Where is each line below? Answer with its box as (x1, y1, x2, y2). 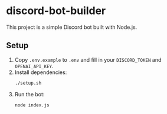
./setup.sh (14, 80, 42, 86)
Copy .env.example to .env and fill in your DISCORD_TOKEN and (14, 56, 162, 63)
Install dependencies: (14, 69, 67, 76)
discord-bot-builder (6, 4, 106, 18)
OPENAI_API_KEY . (14, 62, 54, 69)
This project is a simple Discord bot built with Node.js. (6, 24, 137, 31)
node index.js (14, 102, 50, 108)
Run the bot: (14, 90, 45, 98)
